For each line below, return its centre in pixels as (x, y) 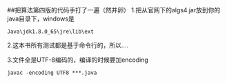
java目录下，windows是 (41, 19)
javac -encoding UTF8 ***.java (52, 73)
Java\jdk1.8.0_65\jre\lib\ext (51, 32)
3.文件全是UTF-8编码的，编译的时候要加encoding (78, 60)
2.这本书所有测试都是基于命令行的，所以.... (68, 45)
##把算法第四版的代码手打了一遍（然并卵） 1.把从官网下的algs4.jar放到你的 (114, 10)
